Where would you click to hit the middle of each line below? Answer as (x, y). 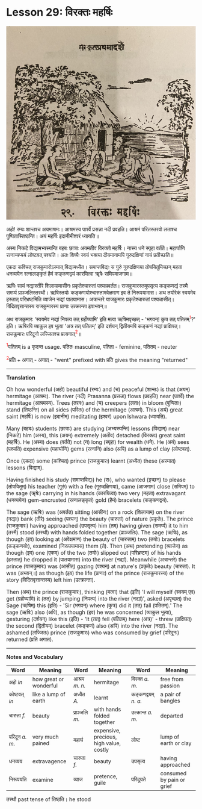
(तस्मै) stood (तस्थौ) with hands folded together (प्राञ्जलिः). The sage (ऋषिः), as (97, 532)
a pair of (171, 695)
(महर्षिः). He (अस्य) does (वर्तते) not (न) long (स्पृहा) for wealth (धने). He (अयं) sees (98, 442)
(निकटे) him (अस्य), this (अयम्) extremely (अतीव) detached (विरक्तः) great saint (96, 435)
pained (41, 743)
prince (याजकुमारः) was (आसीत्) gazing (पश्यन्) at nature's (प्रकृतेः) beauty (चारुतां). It (101, 566)
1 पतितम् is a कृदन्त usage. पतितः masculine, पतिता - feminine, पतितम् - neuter (92, 346)
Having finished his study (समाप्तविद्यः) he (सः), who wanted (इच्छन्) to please (96, 479)
